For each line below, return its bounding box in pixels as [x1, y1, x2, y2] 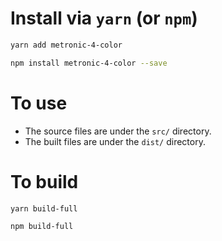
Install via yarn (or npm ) [10, 7, 198, 30]
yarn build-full [10, 203, 78, 214]
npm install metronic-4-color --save [10, 58, 168, 68]
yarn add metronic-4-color [10, 40, 123, 50]
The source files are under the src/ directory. [24, 125, 212, 137]
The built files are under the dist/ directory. [24, 135, 206, 147]
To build [10, 170, 79, 193]
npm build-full [10, 222, 74, 232]
